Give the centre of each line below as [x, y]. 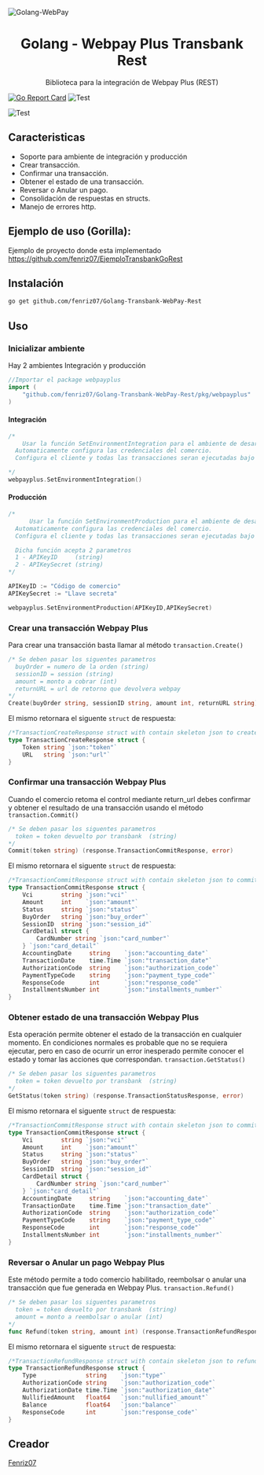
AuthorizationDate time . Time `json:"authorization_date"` [119, 1390]
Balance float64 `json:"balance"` [100, 1405]
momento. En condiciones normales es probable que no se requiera [118, 1043]
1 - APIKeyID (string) [59, 557]
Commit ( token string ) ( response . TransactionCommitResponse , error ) [121, 851]
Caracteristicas [47, 138]
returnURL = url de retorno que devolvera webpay [98, 689]
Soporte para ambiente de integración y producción [103, 156]
